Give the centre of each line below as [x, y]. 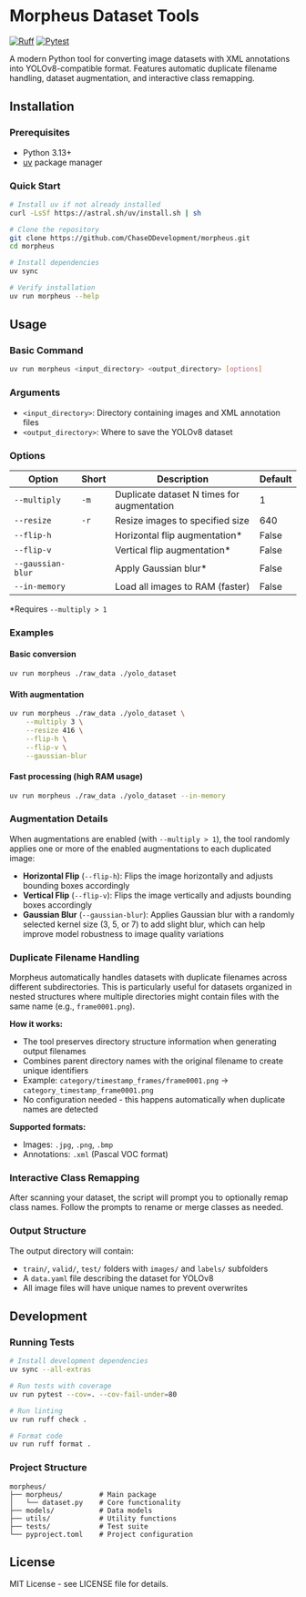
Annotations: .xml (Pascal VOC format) [95, 1155]
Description [183, 479]
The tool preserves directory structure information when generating [149, 1042]
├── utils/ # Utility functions [93, 1518]
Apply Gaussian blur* [161, 568]
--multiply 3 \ [55, 722]
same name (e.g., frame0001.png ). [72, 1006]
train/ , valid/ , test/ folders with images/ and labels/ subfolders [145, 1268]
